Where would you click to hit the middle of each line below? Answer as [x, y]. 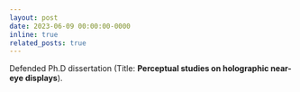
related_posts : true [48, 43]
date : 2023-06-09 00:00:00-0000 [70, 26]
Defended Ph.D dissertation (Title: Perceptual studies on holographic [139, 69]
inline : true [34, 34]
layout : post [34, 18]
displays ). [44, 78]
